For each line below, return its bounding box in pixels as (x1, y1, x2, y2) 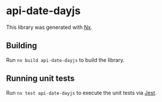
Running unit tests (6, 74, 75, 84)
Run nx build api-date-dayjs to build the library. (6, 56, 125, 63)
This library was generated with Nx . (6, 24, 92, 31)
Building (6, 41, 37, 51)
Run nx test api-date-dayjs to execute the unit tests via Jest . (6, 89, 157, 96)
